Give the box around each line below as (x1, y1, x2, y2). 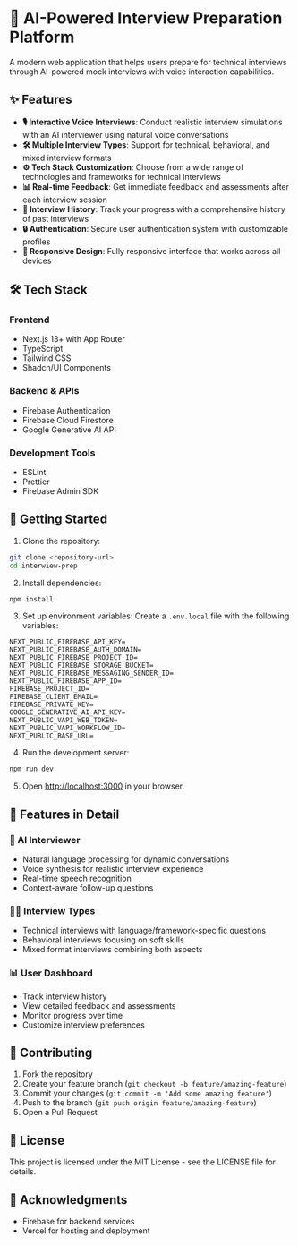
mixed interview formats (21, 152, 112, 163)
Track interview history (21, 991, 107, 1002)
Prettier (21, 476, 50, 487)
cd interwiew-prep (9, 561, 78, 570)
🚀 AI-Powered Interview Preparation (9, 8, 283, 29)
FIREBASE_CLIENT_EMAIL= (9, 693, 98, 702)
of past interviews (21, 213, 89, 224)
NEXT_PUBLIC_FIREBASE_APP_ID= (9, 677, 123, 686)
